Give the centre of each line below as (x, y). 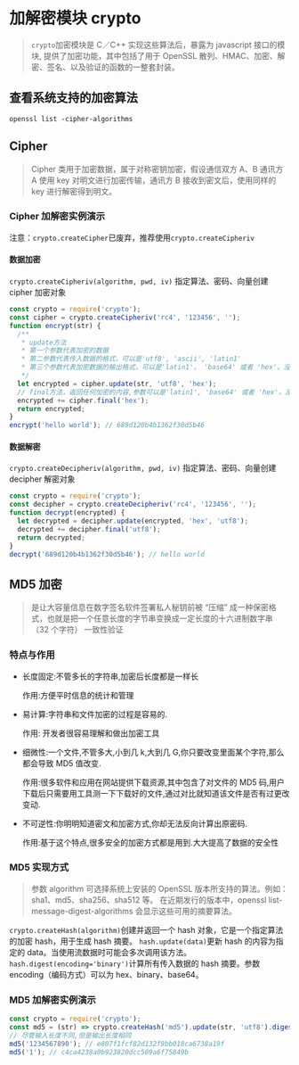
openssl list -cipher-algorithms (71, 119)
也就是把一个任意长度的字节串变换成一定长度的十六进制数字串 (160, 619)
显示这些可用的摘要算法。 (190, 911)
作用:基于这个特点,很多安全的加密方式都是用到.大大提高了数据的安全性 (150, 842)
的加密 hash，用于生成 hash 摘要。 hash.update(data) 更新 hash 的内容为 (142, 941)
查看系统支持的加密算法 (73, 98)
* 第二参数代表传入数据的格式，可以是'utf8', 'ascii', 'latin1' (131, 359)
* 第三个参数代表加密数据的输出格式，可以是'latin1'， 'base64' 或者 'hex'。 (152, 367)
